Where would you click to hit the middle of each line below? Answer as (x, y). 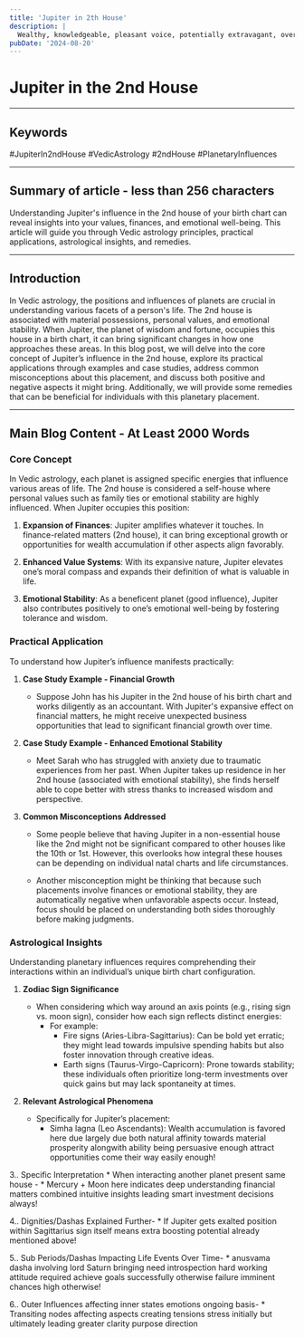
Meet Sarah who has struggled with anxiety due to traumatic (149, 760)
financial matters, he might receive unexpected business (141, 715)
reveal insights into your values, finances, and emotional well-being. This (145, 222)
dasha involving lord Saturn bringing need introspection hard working (139, 1267)
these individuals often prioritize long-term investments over (176, 1074)
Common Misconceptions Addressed (94, 817)
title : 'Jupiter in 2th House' (68, 18)
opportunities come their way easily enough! (133, 1157)
